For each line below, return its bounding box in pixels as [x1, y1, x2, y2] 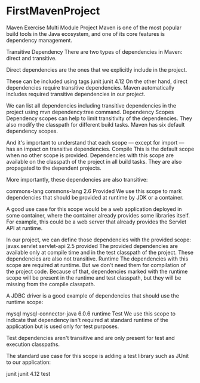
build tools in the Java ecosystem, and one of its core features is [6, 30, 165, 37]
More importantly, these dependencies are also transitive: [6, 176, 148, 183]
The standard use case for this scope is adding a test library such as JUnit [6, 352, 189, 359]
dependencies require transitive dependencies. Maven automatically [6, 84, 175, 91]
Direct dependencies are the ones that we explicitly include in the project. [6, 66, 187, 73]
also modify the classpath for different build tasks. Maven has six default [6, 121, 185, 128]
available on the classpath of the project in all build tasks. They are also [6, 158, 182, 165]
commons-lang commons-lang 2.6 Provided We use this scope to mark [6, 187, 182, 195]
